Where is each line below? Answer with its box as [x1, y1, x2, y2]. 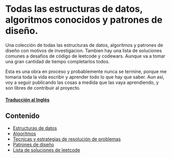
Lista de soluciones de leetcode [12, 147, 81, 153]
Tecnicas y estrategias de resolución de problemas [12, 136, 121, 142]
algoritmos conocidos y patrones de [5, 14, 163, 26]
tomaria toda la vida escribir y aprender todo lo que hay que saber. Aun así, [5, 74, 165, 80]
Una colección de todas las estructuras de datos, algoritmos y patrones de [5, 42, 163, 48]
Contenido [5, 111, 40, 120]
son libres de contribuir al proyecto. [5, 84, 81, 91]
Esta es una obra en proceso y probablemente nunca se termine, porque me [5, 68, 167, 75]
